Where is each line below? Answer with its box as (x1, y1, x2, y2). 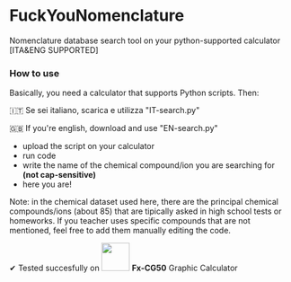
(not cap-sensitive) (22, 170, 96, 181)
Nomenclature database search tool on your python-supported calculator (9, 35, 281, 46)
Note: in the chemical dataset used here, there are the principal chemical (9, 197, 278, 207)
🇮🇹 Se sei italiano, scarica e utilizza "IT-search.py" (9, 105, 200, 116)
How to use (9, 66, 60, 79)
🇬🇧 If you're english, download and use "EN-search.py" (9, 123, 218, 134)
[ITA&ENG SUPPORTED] (9, 44, 99, 55)
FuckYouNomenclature (9, 5, 185, 26)
